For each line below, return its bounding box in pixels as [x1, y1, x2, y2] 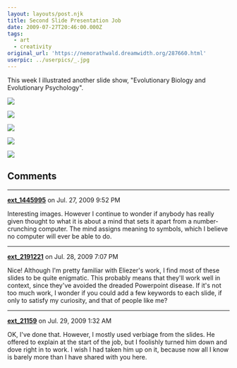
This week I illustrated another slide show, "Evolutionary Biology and [7, 76, 206, 84]
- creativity [13, 43, 52, 50]
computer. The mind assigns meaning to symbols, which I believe [38, 224, 228, 233]
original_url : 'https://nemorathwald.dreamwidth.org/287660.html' [7, 50, 207, 57]
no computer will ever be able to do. [7, 231, 112, 241]
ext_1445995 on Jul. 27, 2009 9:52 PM [7, 195, 121, 204]
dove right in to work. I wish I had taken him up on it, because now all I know [7, 345, 229, 354]
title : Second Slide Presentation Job [7, 17, 121, 24]
